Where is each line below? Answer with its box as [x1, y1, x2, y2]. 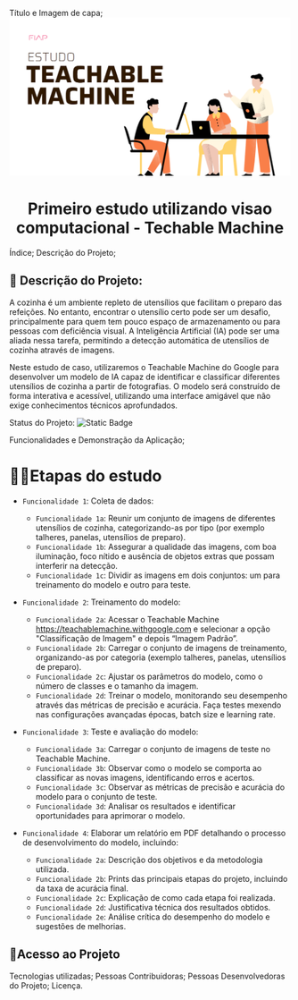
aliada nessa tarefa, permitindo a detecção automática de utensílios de [9, 335, 269, 345]
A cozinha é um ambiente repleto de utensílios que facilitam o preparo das [9, 297, 283, 308]
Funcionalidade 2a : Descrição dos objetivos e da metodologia [35, 854, 263, 865]
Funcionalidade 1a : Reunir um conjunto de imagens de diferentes [35, 513, 276, 523]
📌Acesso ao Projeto [9, 947, 120, 962]
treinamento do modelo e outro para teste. [35, 579, 192, 589]
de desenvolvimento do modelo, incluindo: [21, 836, 179, 848]
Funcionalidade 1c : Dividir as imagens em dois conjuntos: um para [35, 570, 281, 581]
